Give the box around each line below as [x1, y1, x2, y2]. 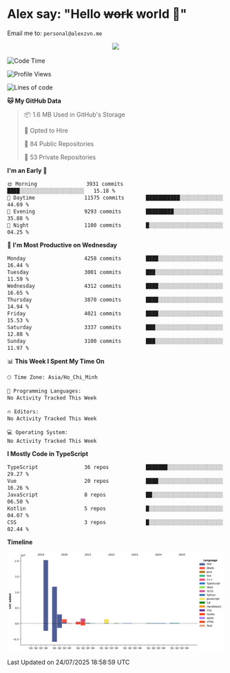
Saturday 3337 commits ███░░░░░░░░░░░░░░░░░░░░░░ [7, 324, 224, 331]
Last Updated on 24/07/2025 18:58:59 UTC [7, 658, 130, 667]
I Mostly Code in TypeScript [7, 449, 88, 457]
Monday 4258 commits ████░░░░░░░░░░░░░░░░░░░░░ [7, 255, 224, 262]
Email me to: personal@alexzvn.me [7, 29, 103, 37]
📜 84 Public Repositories [23, 139, 94, 147]
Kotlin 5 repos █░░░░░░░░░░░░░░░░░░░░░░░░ [7, 505, 224, 512]
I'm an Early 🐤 [7, 166, 48, 174]
